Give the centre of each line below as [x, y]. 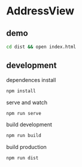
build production [26, 147]
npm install [21, 91]
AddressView [40, 11]
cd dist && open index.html [41, 47]
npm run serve [24, 113]
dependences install [31, 80]
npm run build [24, 136]
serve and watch [27, 102]
